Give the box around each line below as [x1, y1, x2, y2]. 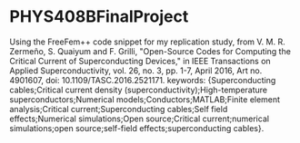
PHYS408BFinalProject [9, 6, 189, 27]
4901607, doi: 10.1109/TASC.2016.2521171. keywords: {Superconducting [9, 74, 276, 85]
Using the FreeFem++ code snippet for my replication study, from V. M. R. [9, 36, 285, 47]
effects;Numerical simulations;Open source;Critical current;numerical [9, 113, 270, 124]
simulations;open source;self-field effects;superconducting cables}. [9, 122, 265, 133]
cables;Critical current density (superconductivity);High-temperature [9, 84, 268, 95]
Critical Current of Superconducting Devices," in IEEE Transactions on [9, 55, 271, 66]
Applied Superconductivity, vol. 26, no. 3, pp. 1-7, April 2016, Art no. [9, 65, 263, 76]
